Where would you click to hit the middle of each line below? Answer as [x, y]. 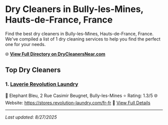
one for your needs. [25, 44]
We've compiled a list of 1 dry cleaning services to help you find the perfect [83, 39]
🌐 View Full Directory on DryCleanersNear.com [55, 54]
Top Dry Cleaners [33, 70]
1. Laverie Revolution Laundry [42, 84]
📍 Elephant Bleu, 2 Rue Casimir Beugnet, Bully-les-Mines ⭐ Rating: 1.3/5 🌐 [81, 95]
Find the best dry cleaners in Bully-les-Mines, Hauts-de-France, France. [79, 33]
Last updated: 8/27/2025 [31, 117]
